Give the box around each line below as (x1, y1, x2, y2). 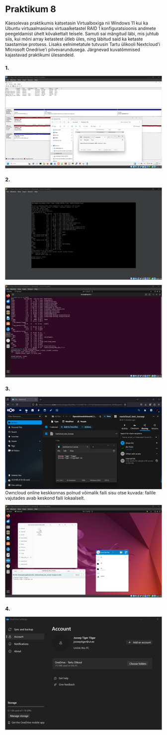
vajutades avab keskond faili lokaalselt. (5, 495, 85, 501)
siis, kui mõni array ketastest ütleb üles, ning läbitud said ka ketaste (5, 36, 143, 42)
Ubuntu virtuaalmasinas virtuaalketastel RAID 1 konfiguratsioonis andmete (5, 25, 156, 31)
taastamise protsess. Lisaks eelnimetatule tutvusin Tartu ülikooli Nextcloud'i (5, 41, 161, 47)
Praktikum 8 (5, 3, 56, 15)
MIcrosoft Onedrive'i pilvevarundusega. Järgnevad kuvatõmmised (5, 46, 140, 52)
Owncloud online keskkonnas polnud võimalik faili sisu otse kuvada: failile (5, 490, 156, 496)
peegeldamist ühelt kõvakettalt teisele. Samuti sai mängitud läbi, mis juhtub (5, 30, 159, 36)
